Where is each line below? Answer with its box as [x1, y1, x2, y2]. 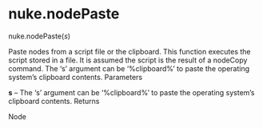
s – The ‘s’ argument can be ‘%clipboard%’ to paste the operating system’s [8, 87, 255, 97]
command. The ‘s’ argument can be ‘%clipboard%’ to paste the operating [8, 63, 250, 73]
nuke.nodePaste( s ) [8, 31, 70, 41]
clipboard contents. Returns [8, 96, 100, 106]
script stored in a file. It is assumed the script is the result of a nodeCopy [8, 55, 248, 65]
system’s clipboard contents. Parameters [8, 72, 142, 82]
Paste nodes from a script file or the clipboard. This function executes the [8, 46, 251, 56]
